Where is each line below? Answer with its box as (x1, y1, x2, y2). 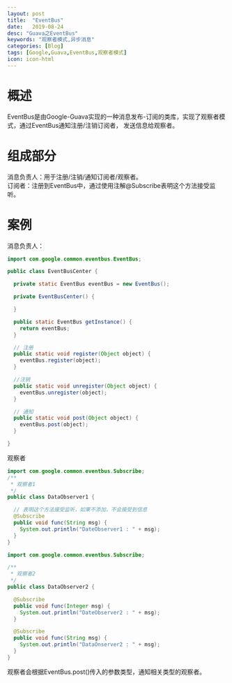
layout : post (7, 10, 45, 17)
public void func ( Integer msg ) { (13, 602, 111, 610)
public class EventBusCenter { (7, 268, 98, 275)
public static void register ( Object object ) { (13, 351, 151, 358)
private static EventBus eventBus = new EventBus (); (13, 281, 170, 288)
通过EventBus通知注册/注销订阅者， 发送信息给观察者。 (19, 121, 179, 129)
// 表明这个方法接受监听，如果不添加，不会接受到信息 (13, 506, 148, 513)
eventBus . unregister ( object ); (20, 389, 108, 396)
